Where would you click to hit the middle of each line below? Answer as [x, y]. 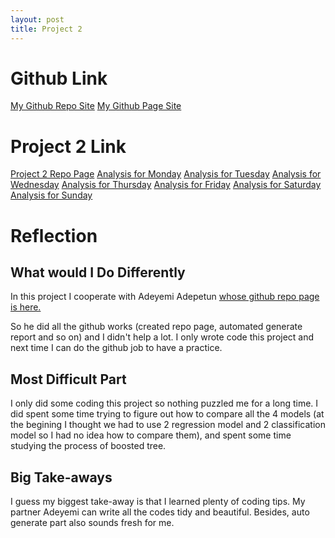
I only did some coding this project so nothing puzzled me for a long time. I [164, 403]
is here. [26, 307]
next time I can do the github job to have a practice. [116, 348]
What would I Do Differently [98, 272]
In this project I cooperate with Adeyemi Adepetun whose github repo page [165, 297]
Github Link [59, 78]
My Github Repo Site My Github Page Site [96, 106]
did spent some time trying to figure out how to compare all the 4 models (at [167, 414]
